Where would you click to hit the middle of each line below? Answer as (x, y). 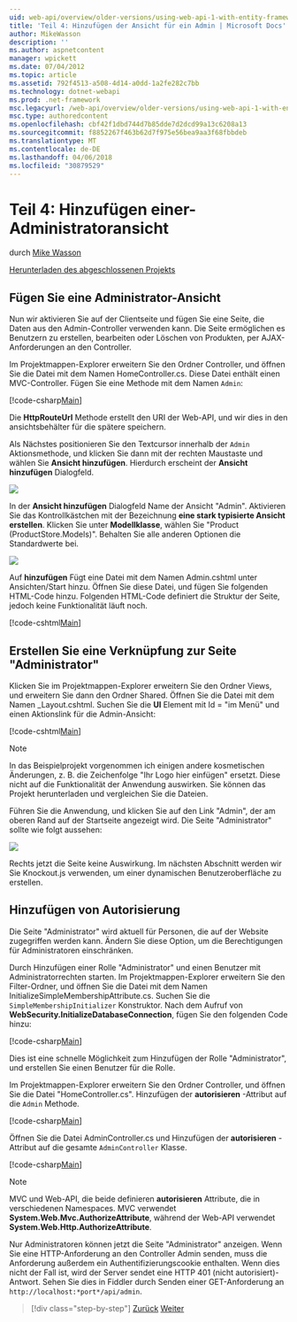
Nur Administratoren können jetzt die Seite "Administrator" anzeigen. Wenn (146, 1244)
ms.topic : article (43, 75)
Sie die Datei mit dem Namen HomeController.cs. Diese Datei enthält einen (145, 374)
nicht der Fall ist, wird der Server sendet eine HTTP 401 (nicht (122, 1272)
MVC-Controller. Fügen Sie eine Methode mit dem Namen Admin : (126, 383)
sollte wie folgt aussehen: (56, 830)
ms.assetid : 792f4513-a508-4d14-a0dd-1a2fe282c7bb (104, 83)
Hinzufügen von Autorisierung (95, 910)
